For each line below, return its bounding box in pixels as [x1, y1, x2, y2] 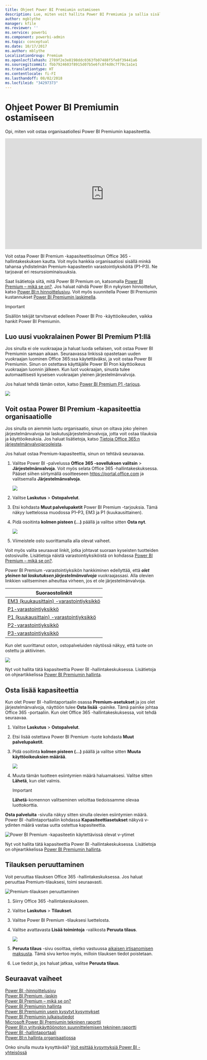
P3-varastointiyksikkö [7, 630, 59, 637]
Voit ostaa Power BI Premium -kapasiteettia [5, 405, 141, 413]
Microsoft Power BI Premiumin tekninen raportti [5, 1019, 101, 1025]
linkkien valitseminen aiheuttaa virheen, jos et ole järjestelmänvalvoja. [5, 578, 146, 584]
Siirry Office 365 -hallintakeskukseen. [12, 898, 89, 904]
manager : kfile [5, 21, 36, 26]
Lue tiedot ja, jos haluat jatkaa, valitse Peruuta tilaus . [12, 960, 120, 966]
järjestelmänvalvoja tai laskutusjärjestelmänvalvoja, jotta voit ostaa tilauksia [5, 431, 157, 437]
